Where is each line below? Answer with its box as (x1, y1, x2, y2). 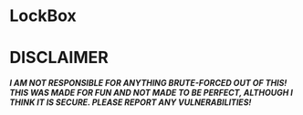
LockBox (9, 5, 78, 26)
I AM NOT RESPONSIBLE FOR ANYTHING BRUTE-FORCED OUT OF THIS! (9, 78, 287, 89)
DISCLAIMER (9, 47, 110, 68)
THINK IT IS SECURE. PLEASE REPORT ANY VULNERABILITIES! (9, 97, 252, 108)
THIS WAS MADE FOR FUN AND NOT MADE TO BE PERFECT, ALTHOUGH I (9, 88, 294, 99)
